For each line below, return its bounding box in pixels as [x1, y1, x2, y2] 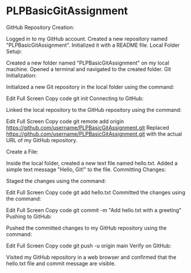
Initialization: [6, 72, 37, 79]
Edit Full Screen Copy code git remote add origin [6, 117, 124, 125]
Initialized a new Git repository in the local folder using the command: [6, 83, 174, 90]
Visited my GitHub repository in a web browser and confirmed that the [6, 253, 177, 261]
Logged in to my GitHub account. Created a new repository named [6, 35, 168, 42]
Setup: [6, 47, 22, 54]
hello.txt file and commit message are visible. [6, 259, 116, 267]
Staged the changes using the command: [6, 177, 106, 184]
